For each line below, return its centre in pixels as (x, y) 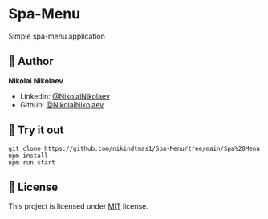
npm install (28, 156)
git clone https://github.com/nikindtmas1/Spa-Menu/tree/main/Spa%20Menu (134, 148)
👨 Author (31, 61)
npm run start (32, 162)
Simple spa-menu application (57, 36)
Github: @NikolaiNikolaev (62, 104)
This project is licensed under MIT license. (78, 206)
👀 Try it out (36, 130)
